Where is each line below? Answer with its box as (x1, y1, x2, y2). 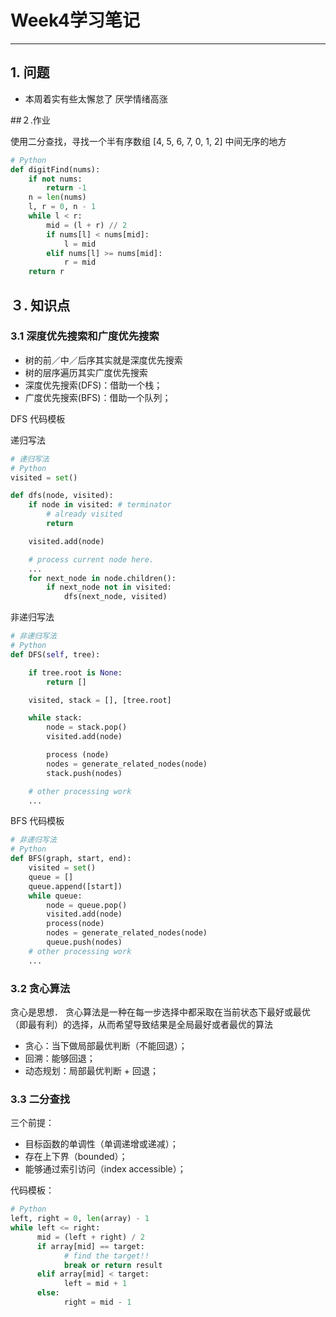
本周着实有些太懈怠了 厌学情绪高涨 (24, 92, 168, 105)
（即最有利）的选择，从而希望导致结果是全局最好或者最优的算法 (10, 1018, 273, 1030)
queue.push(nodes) (46, 937, 123, 948)
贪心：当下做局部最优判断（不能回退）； (24, 1039, 188, 1051)
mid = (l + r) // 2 (46, 220, 128, 230)
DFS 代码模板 (10, 412, 66, 425)
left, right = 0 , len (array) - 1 (10, 1214, 150, 1224)
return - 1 (46, 183, 87, 193)
